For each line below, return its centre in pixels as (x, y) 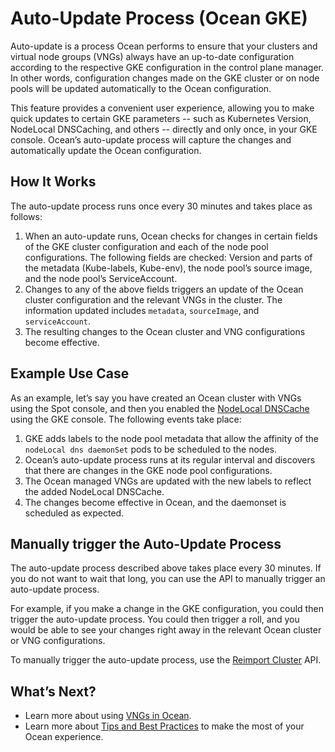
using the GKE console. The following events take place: (126, 419)
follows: (26, 216)
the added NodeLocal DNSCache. (94, 491)
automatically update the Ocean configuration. (106, 150)
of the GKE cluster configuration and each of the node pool (146, 246)
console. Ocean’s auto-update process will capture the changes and (151, 139)
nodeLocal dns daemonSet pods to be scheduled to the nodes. (151, 449)
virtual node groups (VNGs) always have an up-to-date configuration (152, 56)
